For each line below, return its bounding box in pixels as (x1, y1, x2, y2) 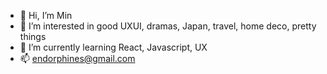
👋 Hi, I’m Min (19, 10, 73, 21)
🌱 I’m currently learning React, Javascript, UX (19, 41, 208, 53)
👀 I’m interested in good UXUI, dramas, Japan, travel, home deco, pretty (19, 20, 317, 32)
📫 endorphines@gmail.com (19, 53, 136, 64)
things (19, 31, 47, 42)
